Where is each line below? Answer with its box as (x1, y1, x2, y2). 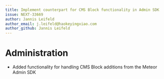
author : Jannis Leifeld (5, 16, 55, 21)
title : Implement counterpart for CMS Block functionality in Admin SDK (5, 7, 160, 12)
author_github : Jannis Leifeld (5, 26, 70, 31)
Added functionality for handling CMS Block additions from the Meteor (12, 64, 158, 70)
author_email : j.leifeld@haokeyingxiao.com (5, 21, 97, 26)
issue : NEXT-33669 (5, 12, 43, 17)
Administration (5, 47, 68, 59)
